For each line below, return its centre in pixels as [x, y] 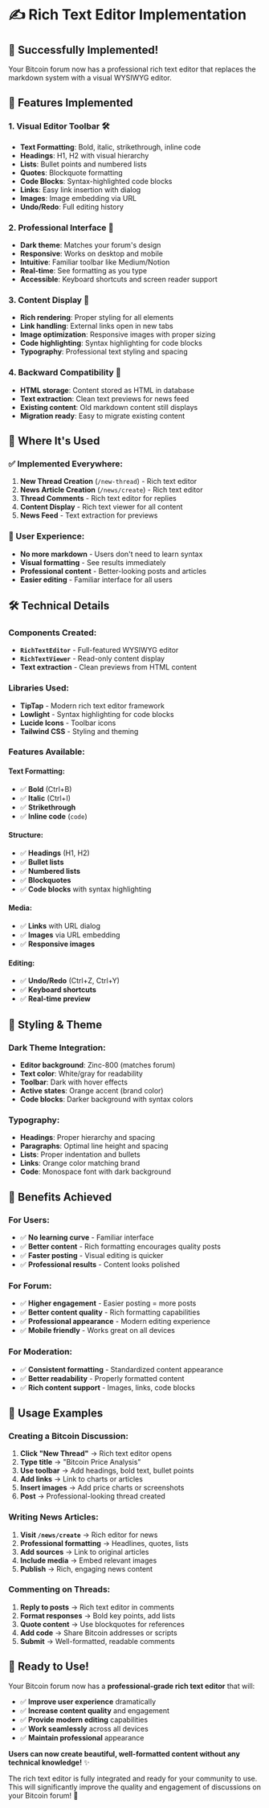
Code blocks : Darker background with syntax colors [106, 1099]
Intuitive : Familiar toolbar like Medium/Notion [95, 262]
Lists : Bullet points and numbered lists [83, 164]
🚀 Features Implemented [71, 103]
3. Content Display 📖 [49, 300]
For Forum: [30, 1285]
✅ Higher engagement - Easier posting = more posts [108, 1303]
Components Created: [53, 633]
